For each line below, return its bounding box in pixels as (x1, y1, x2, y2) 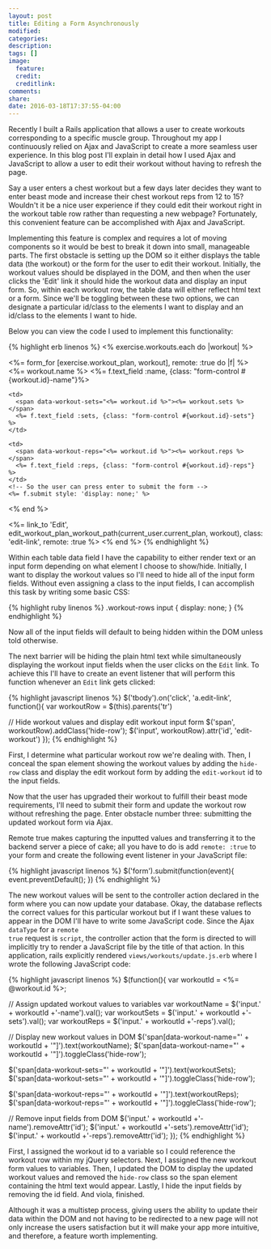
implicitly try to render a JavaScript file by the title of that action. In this (8, 942, 245, 952)
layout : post (8, 11, 53, 20)
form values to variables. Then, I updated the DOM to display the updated (8, 1164, 253, 1174)
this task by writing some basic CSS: (8, 587, 130, 597)
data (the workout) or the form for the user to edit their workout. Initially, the (8, 259, 261, 269)
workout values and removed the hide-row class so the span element (8, 1172, 238, 1183)
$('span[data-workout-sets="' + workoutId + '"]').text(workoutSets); (8, 1065, 236, 1075)
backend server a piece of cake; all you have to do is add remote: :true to (8, 842, 256, 851)
